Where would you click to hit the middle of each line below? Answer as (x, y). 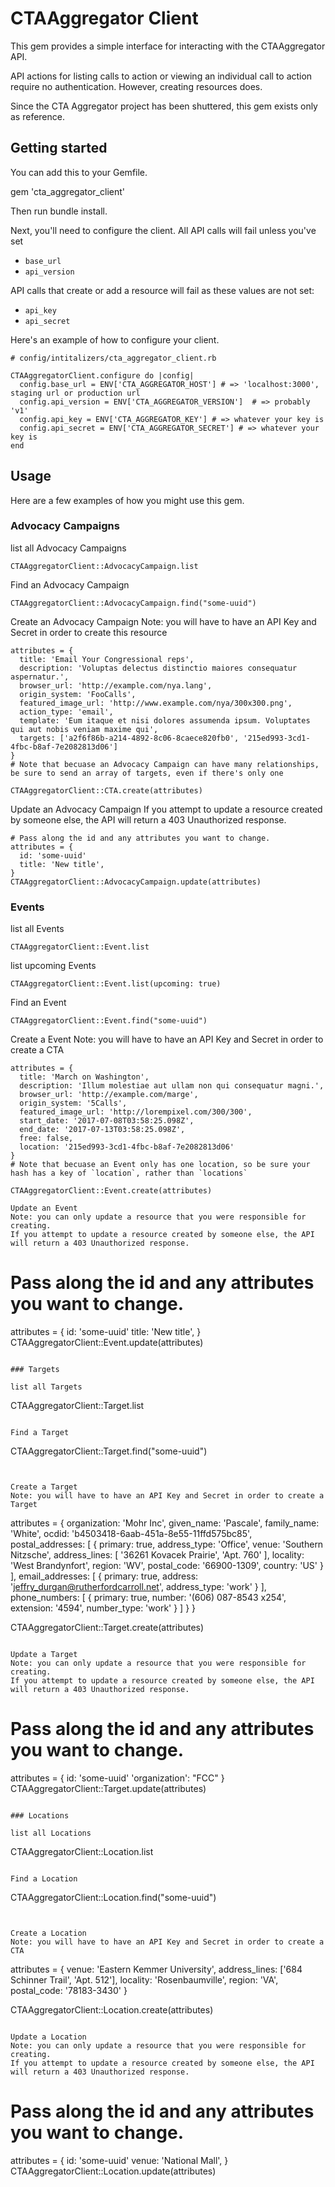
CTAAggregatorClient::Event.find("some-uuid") (109, 1021)
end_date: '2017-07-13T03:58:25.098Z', (102, 1130)
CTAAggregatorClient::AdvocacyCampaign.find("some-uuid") (133, 603)
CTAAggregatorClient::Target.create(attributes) (107, 1628)
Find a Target (40, 1433)
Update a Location (48, 2037)
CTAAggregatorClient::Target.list (77, 1406)
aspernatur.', (40, 677)
